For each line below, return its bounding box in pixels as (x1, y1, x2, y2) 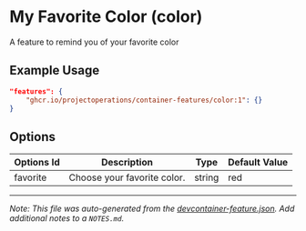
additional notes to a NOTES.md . (9, 213, 125, 224)
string (194, 171, 219, 184)
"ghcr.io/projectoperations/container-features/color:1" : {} (25, 95, 262, 105)
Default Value (227, 156, 289, 169)
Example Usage (9, 63, 100, 78)
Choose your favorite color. (68, 171, 186, 184)
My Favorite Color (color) (9, 6, 203, 27)
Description (101, 156, 153, 169)
